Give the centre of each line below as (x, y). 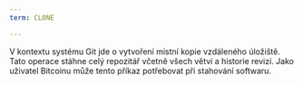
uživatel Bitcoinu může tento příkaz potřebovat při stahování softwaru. (141, 71)
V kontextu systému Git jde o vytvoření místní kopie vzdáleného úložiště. (145, 52)
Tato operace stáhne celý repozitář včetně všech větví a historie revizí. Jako (152, 61)
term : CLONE (32, 18)
